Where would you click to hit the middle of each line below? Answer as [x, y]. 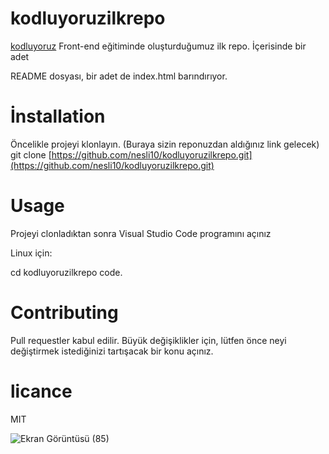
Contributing [64, 313]
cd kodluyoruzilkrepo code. [66, 272]
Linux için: [31, 253]
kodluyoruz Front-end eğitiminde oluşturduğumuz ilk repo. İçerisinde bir [158, 46]
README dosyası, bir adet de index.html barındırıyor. [119, 76]
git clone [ [31, 154]
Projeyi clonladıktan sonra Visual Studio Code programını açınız [141, 233]
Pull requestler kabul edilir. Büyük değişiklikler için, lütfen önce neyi [148, 340]
